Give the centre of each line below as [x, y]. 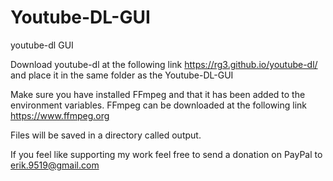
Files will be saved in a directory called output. [106, 135]
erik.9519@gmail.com [55, 165]
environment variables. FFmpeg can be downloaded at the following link [159, 105]
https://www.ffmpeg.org [60, 115]
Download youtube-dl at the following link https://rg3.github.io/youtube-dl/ [164, 64]
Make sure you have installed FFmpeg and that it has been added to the [158, 94]
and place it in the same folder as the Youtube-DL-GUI [122, 75]
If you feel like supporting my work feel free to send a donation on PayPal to [166, 154]
